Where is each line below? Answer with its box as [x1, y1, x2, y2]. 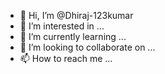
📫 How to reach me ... [19, 53, 113, 64]
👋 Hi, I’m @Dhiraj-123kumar [19, 10, 134, 21]
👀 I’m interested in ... [19, 20, 105, 32]
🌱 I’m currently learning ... [19, 31, 127, 42]
